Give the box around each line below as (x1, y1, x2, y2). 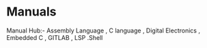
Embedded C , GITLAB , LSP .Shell (6, 33, 103, 41)
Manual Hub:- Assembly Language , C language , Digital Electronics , (6, 26, 201, 34)
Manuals (6, 4, 57, 20)
